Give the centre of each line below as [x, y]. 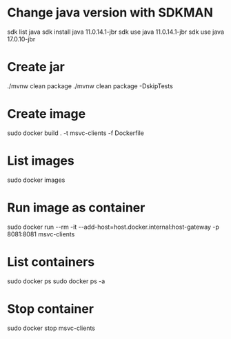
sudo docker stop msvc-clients [51, 328]
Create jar [36, 67]
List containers [51, 261]
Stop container [51, 309]
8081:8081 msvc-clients [41, 234]
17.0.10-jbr [21, 39]
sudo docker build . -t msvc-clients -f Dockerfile [76, 133]
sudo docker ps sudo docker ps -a [56, 281]
